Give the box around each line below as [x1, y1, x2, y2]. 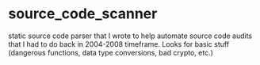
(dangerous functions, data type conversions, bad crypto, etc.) [8, 48, 214, 57]
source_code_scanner [8, 5, 158, 23]
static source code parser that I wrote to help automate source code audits [8, 31, 252, 40]
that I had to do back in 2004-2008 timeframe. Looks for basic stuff [8, 39, 230, 48]
